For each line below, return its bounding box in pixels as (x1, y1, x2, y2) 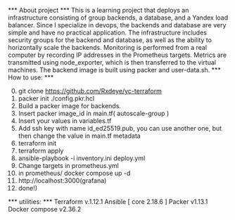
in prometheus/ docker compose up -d (18, 169, 131, 177)
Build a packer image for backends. (18, 102, 122, 110)
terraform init (18, 139, 57, 147)
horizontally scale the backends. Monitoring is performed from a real (8, 44, 207, 51)
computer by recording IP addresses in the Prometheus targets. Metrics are (8, 51, 227, 59)
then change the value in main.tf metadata (18, 131, 141, 140)
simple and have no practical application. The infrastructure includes (8, 28, 207, 37)
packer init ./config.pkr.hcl (18, 94, 94, 103)
